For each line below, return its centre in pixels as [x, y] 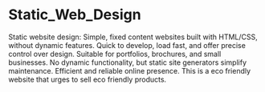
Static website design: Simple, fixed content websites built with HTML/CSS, [133, 37]
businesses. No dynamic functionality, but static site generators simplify [128, 62]
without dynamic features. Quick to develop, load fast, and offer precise [127, 45]
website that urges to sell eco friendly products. [88, 79]
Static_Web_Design [75, 15]
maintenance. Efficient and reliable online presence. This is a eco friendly [130, 70]
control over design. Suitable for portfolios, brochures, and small [115, 54]
